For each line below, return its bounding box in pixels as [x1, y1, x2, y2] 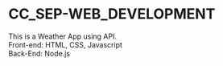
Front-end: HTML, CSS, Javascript [8, 39, 123, 49]
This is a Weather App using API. [8, 31, 118, 41]
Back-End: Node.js [8, 48, 71, 58]
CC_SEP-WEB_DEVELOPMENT [8, 5, 216, 23]
